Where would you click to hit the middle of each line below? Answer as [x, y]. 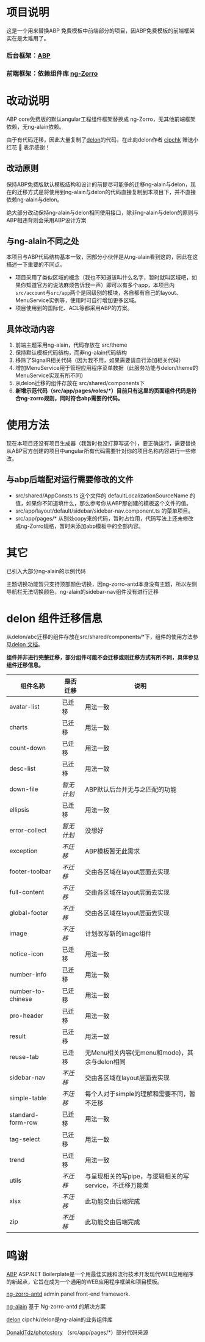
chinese [21, 998]
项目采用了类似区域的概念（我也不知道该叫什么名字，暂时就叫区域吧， [103, 278]
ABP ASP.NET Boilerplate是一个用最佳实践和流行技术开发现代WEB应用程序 [100, 1274]
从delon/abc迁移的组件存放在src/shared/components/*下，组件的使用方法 [100, 637]
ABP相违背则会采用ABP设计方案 [46, 220]
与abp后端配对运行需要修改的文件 [70, 480]
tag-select [25, 1139]
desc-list [23, 768]
